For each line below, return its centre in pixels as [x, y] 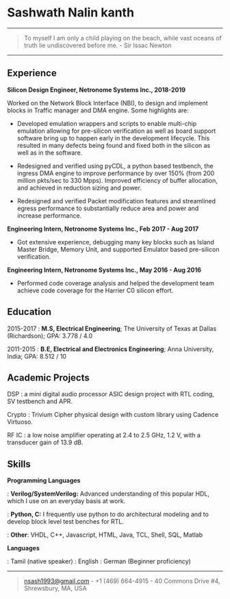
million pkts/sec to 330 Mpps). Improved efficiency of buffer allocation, [117, 180]
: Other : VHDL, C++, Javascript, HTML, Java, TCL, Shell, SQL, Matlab [105, 535]
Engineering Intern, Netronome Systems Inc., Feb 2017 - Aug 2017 [103, 229]
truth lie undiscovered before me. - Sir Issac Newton [98, 45]
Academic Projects [49, 378]
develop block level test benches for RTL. [66, 522]
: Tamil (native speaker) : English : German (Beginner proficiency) [99, 561]
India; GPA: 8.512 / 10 [37, 356]
